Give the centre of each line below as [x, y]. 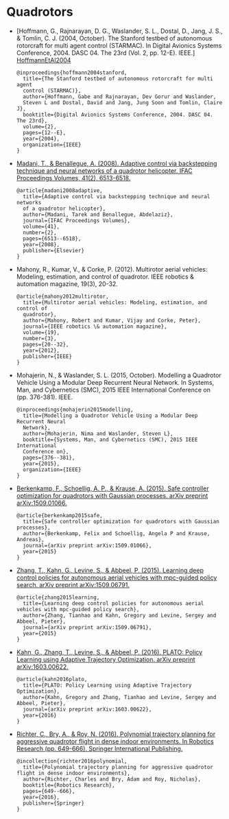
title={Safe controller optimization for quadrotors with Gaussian [121, 521]
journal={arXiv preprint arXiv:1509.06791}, [87, 627]
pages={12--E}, [45, 132]
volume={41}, [41, 226]
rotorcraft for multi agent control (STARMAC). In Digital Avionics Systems [119, 45]
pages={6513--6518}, [52, 238]
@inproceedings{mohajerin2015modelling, [75, 409]
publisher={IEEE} [48, 356]
